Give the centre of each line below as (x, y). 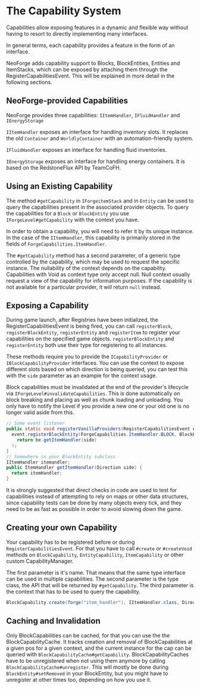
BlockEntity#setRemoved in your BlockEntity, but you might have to (87, 673)
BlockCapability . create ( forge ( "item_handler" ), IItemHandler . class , (93, 602)
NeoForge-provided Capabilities (67, 101)
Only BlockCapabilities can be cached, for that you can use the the (88, 635)
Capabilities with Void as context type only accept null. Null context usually (98, 274)
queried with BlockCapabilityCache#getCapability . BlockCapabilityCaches (98, 654)
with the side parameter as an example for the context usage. (82, 375)
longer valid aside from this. (40, 412)
